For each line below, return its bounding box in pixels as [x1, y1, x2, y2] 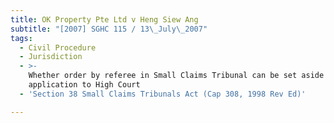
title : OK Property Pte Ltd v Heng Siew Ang [10, 14, 199, 25]
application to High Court [28, 80, 141, 90]
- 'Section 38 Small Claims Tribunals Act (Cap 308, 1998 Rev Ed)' [19, 89, 307, 99]
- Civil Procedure [19, 42, 97, 53]
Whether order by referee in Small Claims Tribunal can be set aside [28, 71, 325, 81]
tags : [10, 33, 33, 43]
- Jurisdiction [19, 52, 83, 62]
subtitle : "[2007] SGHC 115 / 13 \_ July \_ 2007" [10, 24, 208, 34]
